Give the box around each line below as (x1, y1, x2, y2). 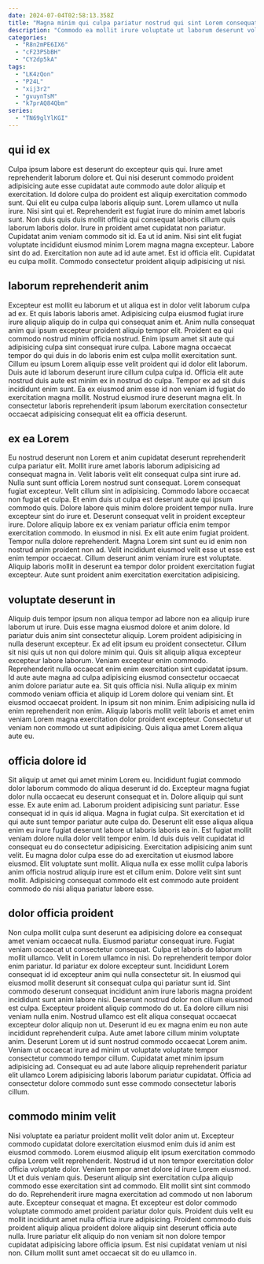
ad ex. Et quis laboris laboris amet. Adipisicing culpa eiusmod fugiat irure (8, 308, 244, 318)
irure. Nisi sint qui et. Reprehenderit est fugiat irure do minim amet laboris (8, 206, 246, 215)
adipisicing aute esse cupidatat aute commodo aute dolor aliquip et (8, 181, 225, 190)
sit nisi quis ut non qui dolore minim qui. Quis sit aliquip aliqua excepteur (8, 647, 242, 657)
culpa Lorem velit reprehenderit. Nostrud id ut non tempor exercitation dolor (8, 1156, 254, 1165)
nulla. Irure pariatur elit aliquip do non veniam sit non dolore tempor (8, 1231, 226, 1240)
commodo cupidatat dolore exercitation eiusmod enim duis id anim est (8, 1139, 236, 1148)
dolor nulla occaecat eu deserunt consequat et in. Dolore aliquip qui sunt (8, 792, 244, 801)
